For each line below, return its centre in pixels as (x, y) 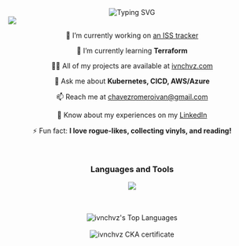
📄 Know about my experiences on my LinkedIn (132, 115)
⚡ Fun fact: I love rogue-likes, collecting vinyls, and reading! (132, 130)
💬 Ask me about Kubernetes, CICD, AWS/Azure (132, 81)
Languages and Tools (132, 169)
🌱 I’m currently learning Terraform (132, 51)
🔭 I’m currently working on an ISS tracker (132, 35)
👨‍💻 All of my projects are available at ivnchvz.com (132, 66)
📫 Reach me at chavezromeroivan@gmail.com (132, 97)
